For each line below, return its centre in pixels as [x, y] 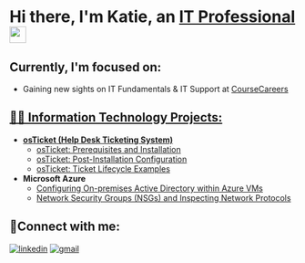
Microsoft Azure [54, 178]
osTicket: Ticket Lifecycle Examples [103, 168]
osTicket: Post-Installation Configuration [112, 159]
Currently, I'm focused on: [86, 67]
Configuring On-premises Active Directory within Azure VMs [150, 188]
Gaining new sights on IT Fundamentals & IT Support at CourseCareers [155, 89]
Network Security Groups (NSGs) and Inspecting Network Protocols [163, 197]
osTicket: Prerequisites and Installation [109, 149]
